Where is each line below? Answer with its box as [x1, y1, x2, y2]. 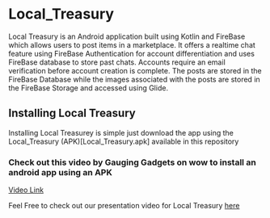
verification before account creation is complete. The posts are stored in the [8, 65, 262, 75]
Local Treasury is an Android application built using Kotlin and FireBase [8, 31, 246, 41]
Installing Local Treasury [8, 107, 136, 120]
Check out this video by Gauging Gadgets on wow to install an [8, 157, 256, 168]
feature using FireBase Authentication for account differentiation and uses [8, 48, 255, 58]
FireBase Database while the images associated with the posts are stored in [8, 74, 260, 84]
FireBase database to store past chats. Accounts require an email [8, 57, 226, 67]
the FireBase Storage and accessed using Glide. [8, 82, 168, 93]
